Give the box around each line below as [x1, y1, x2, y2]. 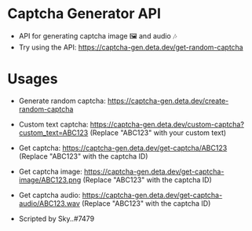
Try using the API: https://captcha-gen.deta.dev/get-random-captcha [18, 42, 244, 52]
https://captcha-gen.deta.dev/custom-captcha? [89, 119, 245, 129]
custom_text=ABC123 [18, 127, 89, 137]
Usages [7, 70, 58, 88]
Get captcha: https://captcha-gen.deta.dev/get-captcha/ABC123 [18, 143, 228, 152]
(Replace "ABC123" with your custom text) [89, 127, 227, 137]
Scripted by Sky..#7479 [18, 214, 95, 223]
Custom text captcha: [18, 119, 89, 129]
